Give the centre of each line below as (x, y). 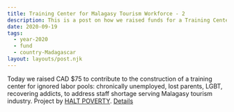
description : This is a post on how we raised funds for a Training (109, 20)
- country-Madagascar (45, 53)
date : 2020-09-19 (32, 26)
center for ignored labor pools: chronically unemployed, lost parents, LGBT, (115, 86)
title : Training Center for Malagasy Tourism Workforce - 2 (96, 14)
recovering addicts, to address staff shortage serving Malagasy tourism (110, 93)
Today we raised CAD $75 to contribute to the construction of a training (110, 79)
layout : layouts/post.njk (45, 59)
